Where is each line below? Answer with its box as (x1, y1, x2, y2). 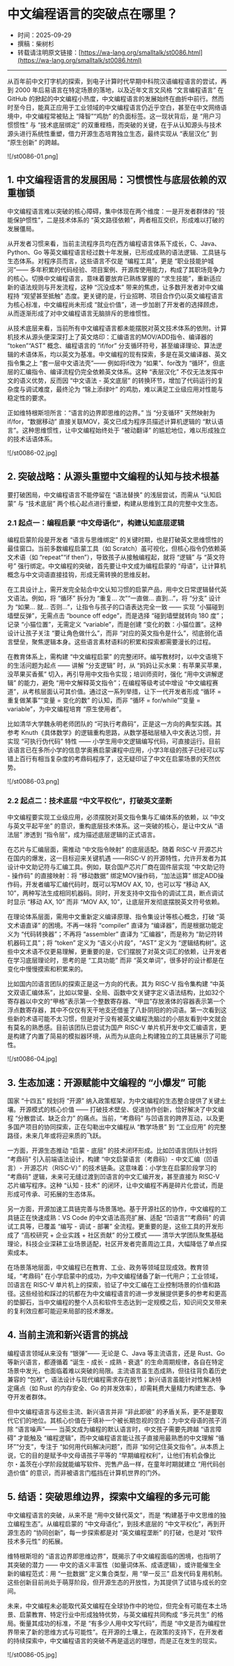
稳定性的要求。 (7, 394, 50, 402)
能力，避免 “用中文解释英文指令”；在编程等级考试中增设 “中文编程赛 (24, 678, 219, 687)
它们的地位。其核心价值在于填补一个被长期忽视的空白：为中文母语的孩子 (13, 1416, 221, 1425)
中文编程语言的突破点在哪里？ (7, 6, 179, 22)
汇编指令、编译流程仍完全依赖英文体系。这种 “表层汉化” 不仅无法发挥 (19, 367, 218, 375)
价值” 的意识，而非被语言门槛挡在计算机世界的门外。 (13, 1468, 165, 1477)
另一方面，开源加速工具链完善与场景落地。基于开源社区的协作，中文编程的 (7, 1205, 221, 1213)
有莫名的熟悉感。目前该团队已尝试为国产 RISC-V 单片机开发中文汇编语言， (7, 1023, 221, 1032)
